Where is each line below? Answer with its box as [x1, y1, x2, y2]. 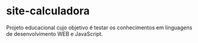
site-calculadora [6, 4, 90, 18]
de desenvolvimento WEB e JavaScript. [6, 30, 103, 37]
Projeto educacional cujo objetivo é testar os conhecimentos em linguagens [6, 24, 193, 31]
